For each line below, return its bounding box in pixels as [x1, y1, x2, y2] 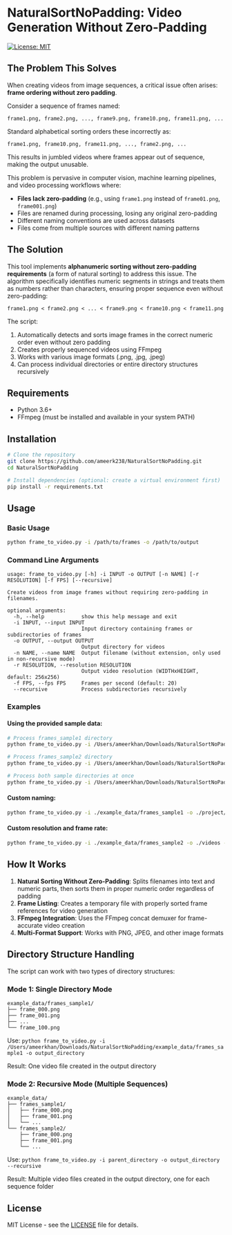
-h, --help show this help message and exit [13, 613, 177, 620]
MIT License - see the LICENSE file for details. [7, 1220, 139, 1229]
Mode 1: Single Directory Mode [7, 984, 113, 994]
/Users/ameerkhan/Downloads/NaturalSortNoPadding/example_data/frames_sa [7, 1043, 224, 1050]
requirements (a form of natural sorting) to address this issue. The [7, 269, 197, 278]
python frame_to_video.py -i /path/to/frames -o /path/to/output [7, 539, 199, 546]
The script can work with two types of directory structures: [7, 967, 175, 975]
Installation [7, 433, 57, 444]
